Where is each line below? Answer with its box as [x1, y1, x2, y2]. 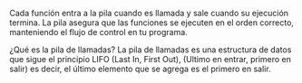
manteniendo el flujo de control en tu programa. [9, 27, 188, 37]
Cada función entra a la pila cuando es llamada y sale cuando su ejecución [9, 8, 288, 18]
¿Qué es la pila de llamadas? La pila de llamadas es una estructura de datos [9, 44, 292, 55]
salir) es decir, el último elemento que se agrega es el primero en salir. [9, 63, 271, 74]
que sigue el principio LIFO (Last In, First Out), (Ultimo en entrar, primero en [9, 54, 292, 64]
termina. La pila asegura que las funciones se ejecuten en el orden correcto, [9, 17, 295, 28]
